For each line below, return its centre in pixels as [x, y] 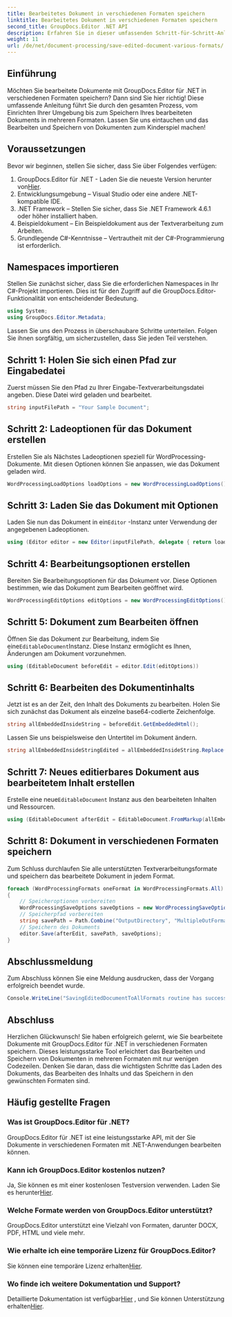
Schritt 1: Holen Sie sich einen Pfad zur [92, 360]
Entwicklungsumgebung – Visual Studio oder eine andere [98, 194]
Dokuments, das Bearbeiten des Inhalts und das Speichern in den [100, 1073]
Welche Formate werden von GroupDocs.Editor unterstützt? [110, 1210]
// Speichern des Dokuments [60, 927]
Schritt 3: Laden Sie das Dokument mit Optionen [113, 505]
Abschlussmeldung [50, 961]
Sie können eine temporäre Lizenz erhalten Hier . [75, 1266]
